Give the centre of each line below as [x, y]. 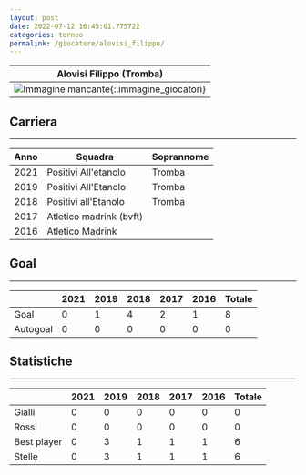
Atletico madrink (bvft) [95, 217]
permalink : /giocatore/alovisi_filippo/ [87, 43]
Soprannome [180, 157]
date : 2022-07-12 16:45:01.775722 [75, 26]
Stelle [26, 456]
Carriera [33, 121]
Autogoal [33, 328]
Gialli [25, 412]
